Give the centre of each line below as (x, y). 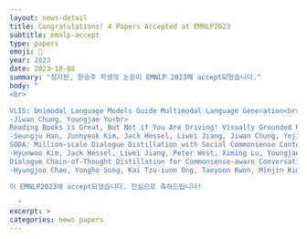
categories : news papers (57, 220)
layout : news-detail (49, 18)
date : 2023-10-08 (42, 69)
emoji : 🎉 (26, 52)
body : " (24, 86)
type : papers (34, 43)
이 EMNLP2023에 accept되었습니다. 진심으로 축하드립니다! (106, 187)
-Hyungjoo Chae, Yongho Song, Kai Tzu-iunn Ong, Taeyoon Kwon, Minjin (147, 170)
